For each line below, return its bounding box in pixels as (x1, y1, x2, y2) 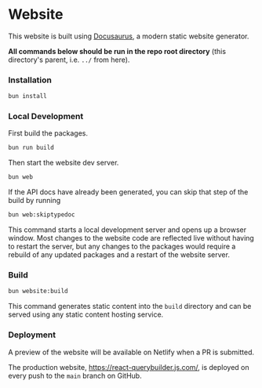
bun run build (8, 143, 55, 152)
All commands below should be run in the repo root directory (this (8, 46, 226, 56)
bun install (8, 92, 47, 100)
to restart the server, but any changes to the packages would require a (8, 241, 236, 252)
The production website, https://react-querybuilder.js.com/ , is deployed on (8, 362, 249, 372)
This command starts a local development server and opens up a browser (8, 225, 247, 234)
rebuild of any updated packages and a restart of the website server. (8, 250, 230, 259)
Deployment (8, 329, 56, 340)
